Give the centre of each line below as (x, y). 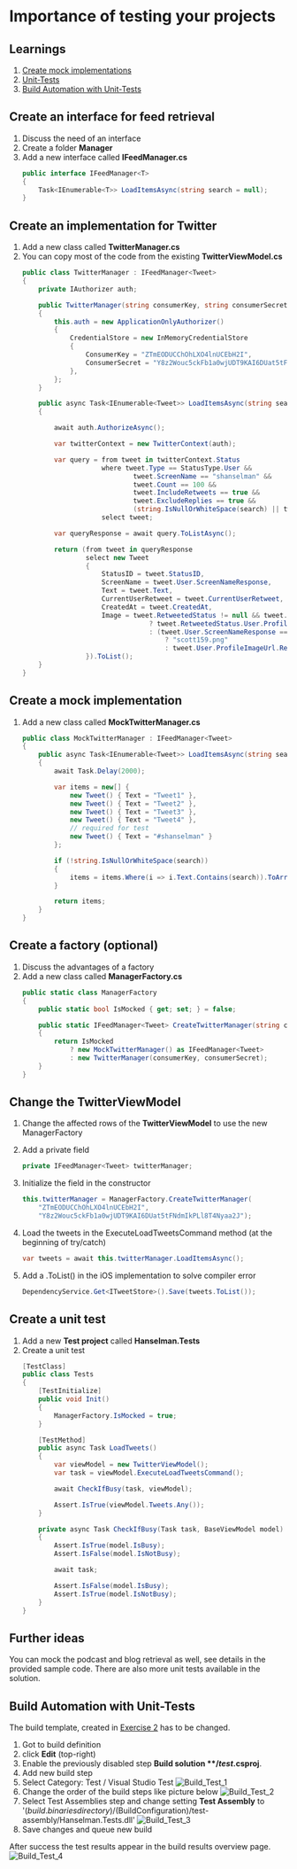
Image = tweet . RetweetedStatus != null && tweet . (194, 615)
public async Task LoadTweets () (98, 1448)
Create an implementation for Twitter (113, 226)
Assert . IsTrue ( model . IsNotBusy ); (116, 1594)
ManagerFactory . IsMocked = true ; (116, 1415)
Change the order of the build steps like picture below (120, 1791)
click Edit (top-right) (59, 1754)
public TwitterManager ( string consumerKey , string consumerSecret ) (165, 305)
